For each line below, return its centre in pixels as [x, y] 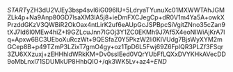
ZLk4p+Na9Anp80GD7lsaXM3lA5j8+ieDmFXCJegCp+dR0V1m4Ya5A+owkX [116, 17]
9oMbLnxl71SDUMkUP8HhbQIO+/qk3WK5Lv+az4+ [81, 61]
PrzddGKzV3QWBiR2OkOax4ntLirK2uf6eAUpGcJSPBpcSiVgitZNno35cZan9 [116, 25]
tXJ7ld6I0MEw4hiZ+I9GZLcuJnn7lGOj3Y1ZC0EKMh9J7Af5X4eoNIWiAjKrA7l [116, 32]
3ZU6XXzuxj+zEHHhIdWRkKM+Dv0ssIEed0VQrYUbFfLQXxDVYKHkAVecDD [116, 54]
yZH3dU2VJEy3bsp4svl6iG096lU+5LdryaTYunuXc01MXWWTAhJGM [126, 10]
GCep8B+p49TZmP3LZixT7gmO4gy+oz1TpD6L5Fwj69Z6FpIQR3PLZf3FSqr [115, 47]
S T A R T [17, 10]
